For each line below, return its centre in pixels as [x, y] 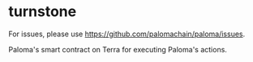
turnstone [43, 12]
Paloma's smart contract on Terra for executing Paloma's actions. [118, 49]
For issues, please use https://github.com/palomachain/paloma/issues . [127, 34]
